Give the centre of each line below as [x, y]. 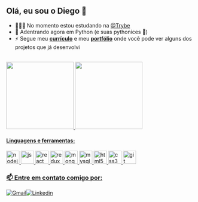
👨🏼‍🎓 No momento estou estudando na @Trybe [72, 25]
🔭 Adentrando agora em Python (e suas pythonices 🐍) [81, 32]
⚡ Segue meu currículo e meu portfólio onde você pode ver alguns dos [103, 38]
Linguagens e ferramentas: [41, 140]
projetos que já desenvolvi [47, 47]
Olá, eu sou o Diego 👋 [46, 11]
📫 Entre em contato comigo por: [54, 177]
